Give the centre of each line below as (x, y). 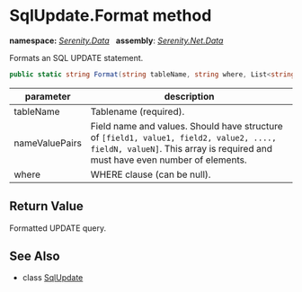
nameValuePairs (48, 143)
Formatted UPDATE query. (58, 228)
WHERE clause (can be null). (151, 174)
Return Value (46, 206)
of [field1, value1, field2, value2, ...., (183, 137)
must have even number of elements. (169, 160)
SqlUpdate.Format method (111, 16)
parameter (48, 96)
